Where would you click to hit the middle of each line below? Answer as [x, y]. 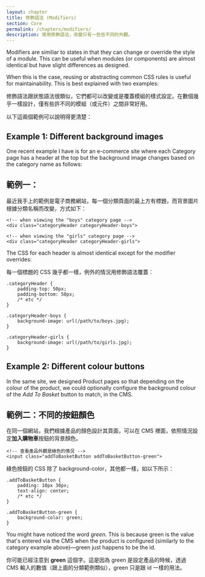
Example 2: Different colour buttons [76, 367]
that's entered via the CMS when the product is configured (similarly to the [100, 541]
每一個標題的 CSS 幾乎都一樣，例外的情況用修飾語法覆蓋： [80, 272]
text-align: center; [43, 491]
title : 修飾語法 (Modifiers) [41, 18]
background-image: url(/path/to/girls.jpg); [75, 342]
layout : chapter [27, 12]
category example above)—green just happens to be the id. [81, 548]
